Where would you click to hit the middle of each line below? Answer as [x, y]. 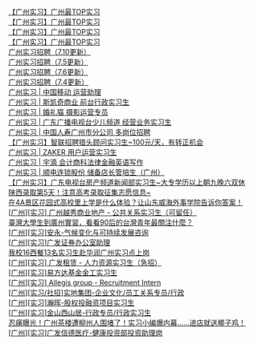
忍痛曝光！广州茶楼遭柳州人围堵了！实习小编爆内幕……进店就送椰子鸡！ [127, 323]
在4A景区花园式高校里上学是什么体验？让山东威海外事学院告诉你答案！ [126, 202]
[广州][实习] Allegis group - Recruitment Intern [85, 282]
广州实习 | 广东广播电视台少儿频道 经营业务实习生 [90, 122]
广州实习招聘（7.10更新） [49, 52]
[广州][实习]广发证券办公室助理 [59, 242]
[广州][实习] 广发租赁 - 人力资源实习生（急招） [85, 262]
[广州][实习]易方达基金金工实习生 [63, 272]
